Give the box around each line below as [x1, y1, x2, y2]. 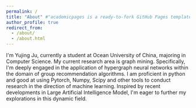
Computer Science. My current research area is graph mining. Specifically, [6, 58, 185, 65]
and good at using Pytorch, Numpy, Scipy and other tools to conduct [6, 76, 171, 83]
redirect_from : [6, 25, 43, 31]
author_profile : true [6, 19, 59, 25]
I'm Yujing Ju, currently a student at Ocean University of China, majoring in [6, 52, 186, 58]
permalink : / [6, 8, 38, 15]
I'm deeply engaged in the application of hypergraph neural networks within [6, 64, 188, 71]
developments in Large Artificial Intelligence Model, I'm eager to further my [6, 89, 187, 96]
